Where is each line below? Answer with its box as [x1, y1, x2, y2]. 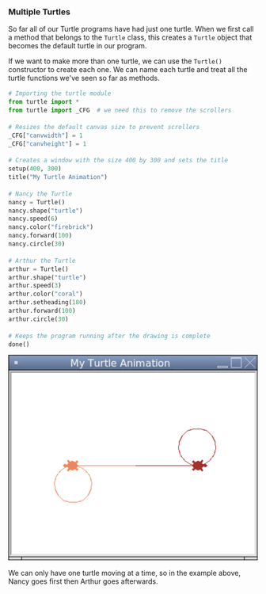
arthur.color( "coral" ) [8, 290, 83, 299]
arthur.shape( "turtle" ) [8, 273, 87, 281]
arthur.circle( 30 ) [8, 315, 69, 323]
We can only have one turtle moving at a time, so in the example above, [8, 569, 241, 577]
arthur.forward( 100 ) [8, 307, 77, 315]
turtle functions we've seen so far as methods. [8, 74, 160, 83]
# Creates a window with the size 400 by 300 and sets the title [8, 157, 228, 165]
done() [8, 340, 30, 348]
